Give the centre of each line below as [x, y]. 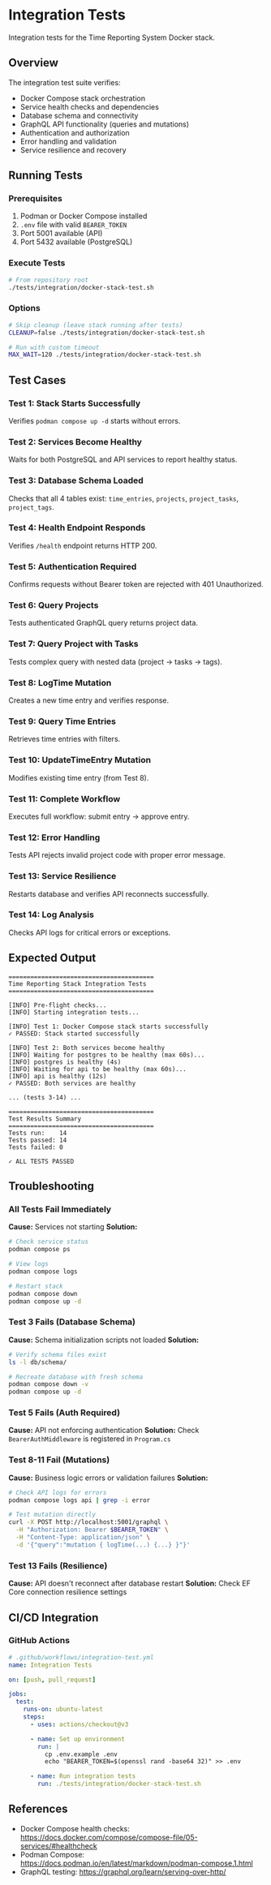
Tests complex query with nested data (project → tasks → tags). [116, 661]
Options [24, 308]
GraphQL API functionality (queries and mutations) [104, 124]
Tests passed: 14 [38, 1140]
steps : [34, 1717]
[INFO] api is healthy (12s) [58, 1076]
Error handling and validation [69, 141]
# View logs [28, 1264]
